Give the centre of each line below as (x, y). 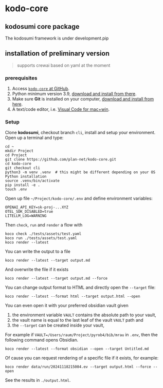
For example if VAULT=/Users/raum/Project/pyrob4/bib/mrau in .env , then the (81, 335)
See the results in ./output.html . (38, 380)
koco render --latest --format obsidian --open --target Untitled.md (77, 349)
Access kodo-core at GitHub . (41, 89)
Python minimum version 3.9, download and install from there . (74, 94)
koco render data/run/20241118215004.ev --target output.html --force (78, 367)
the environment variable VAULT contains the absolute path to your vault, (84, 315)
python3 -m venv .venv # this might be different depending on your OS (80, 172)
